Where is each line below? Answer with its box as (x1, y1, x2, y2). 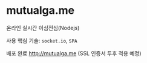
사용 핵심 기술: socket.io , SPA (6, 37, 77, 44)
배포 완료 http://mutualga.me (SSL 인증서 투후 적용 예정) (6, 49, 142, 57)
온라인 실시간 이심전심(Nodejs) (6, 24, 80, 31)
